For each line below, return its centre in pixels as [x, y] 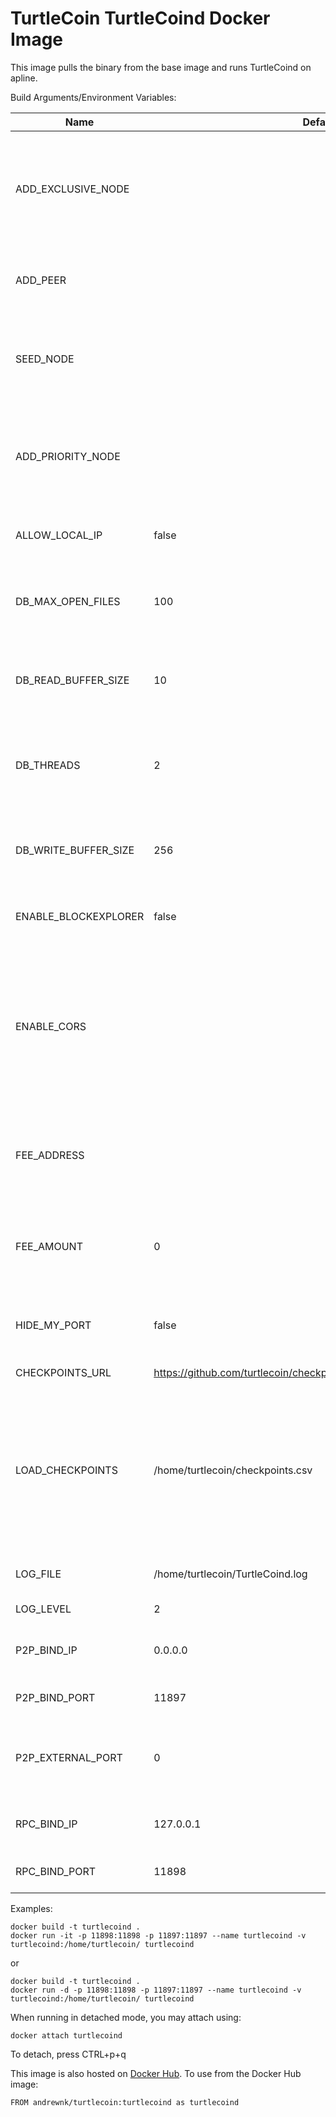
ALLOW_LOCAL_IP [59, 535]
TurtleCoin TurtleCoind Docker [140, 18]
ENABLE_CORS [51, 1026]
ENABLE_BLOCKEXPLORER [80, 916]
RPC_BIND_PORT [56, 1871]
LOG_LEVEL [43, 1609]
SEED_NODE [45, 359]
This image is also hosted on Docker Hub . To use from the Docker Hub [156, 2073]
